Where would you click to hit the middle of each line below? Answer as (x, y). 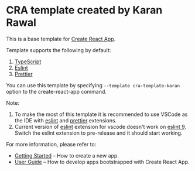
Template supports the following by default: (59, 50)
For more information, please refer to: (51, 144)
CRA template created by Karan (84, 10)
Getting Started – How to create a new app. (66, 155)
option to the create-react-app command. (57, 91)
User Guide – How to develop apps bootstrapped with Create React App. (102, 162)
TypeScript (28, 61)
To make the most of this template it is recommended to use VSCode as (101, 114)
